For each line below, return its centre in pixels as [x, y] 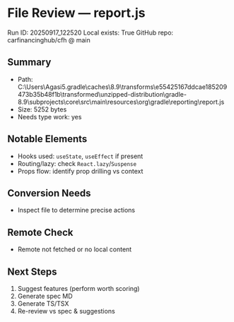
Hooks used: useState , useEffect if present [80, 156]
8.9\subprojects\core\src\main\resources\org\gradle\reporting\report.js [121, 102]
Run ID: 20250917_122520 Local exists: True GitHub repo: [90, 32]
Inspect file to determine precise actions [76, 210]
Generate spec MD [45, 296]
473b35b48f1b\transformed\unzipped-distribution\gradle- [102, 94]
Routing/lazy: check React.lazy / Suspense [77, 163]
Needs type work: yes [49, 117]
